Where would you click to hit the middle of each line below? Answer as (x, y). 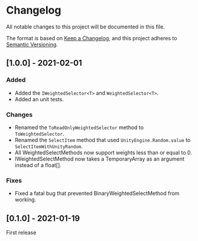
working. (25, 200)
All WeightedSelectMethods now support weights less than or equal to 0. (103, 152)
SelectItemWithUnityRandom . (48, 146)
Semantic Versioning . (32, 44)
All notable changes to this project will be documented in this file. (86, 27)
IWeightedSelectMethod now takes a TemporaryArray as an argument (100, 159)
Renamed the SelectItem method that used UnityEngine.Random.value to (103, 140)
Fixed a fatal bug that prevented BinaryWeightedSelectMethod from (97, 194)
